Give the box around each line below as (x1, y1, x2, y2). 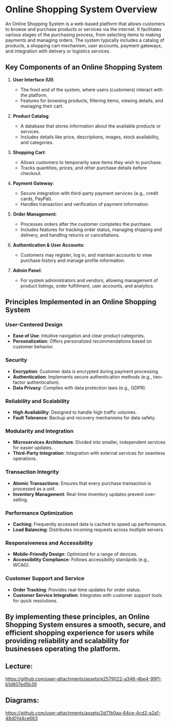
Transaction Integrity (5, 468, 59, 475)
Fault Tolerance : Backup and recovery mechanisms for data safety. (12, 415, 156, 421)
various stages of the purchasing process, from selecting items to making (5, 31, 161, 38)
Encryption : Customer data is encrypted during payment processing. (12, 368, 160, 374)
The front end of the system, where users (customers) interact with (20, 86, 163, 93)
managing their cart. (20, 103, 64, 109)
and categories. (20, 139, 54, 145)
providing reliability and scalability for (5, 636, 129, 645)
